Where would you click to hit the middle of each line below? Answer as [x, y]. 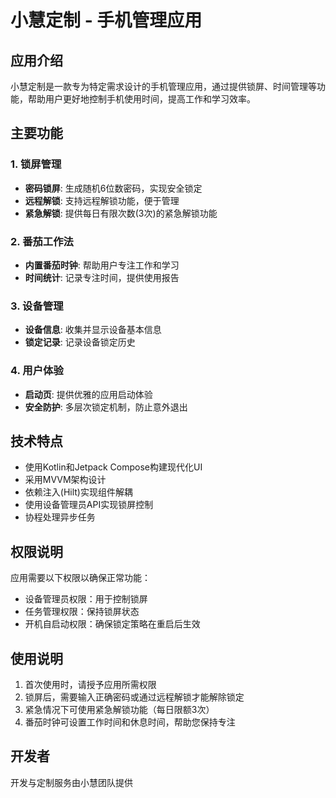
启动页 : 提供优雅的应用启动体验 [88, 394]
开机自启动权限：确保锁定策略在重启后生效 [112, 624]
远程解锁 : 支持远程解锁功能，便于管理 [102, 200]
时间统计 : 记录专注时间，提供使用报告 [102, 277]
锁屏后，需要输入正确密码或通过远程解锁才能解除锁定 [134, 697]
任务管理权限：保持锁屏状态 [82, 612]
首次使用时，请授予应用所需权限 [90, 685]
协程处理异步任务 [60, 517]
